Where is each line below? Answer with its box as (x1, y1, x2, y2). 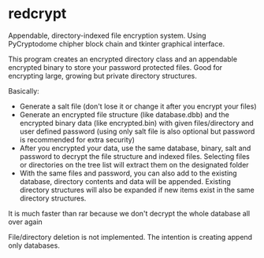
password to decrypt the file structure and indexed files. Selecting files (19, 151, 250, 161)
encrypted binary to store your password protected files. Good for (8, 62, 223, 72)
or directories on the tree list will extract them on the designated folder (19, 160, 250, 169)
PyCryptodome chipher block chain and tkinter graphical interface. (8, 39, 225, 48)
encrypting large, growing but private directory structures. (8, 71, 197, 80)
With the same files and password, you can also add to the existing (19, 168, 238, 178)
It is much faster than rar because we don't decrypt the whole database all (8, 208, 251, 218)
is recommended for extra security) (19, 135, 136, 144)
